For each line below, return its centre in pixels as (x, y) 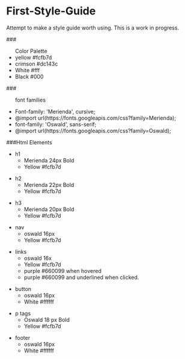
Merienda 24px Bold (49, 160)
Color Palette (31, 51)
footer (23, 337)
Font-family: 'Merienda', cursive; (55, 111)
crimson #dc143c (36, 64)
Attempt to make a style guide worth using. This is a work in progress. (92, 28)
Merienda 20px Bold (49, 209)
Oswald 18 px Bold (47, 319)
